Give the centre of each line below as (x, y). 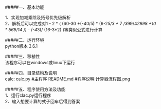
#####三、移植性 (23, 56)
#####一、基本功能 (25, 7)
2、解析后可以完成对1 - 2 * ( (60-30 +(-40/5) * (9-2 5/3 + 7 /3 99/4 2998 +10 (81, 24)
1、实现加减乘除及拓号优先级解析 (38, 18)
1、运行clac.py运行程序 (28, 95)
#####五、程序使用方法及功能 (35, 89)
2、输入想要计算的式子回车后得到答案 (43, 101)
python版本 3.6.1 (21, 46)
